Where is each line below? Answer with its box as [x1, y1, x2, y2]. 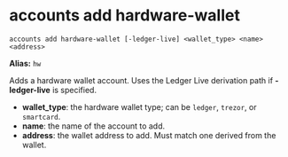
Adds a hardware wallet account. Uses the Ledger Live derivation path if [9, 75, 273, 85]
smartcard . [21, 111, 61, 122]
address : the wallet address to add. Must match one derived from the [21, 130, 276, 140]
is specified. [51, 84, 97, 95]
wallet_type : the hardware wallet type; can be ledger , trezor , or [21, 101, 257, 112]
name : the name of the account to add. [21, 121, 166, 131]
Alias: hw [9, 58, 42, 68]
